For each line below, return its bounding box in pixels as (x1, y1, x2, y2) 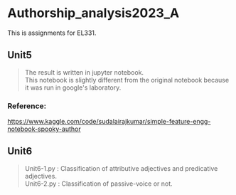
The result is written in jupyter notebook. (24, 68, 144, 76)
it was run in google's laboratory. (24, 83, 122, 92)
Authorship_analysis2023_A (7, 5, 180, 21)
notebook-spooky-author (7, 125, 81, 133)
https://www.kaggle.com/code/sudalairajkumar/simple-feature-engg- (7, 117, 211, 126)
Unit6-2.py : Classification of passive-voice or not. (24, 179, 173, 188)
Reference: (7, 101, 47, 111)
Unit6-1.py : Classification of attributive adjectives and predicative (24, 164, 218, 172)
